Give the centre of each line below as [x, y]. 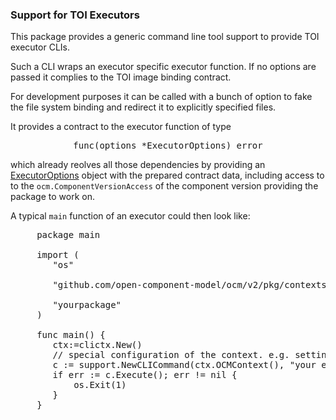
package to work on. [52, 197]
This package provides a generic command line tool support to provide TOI [165, 37]
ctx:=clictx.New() [97, 345]
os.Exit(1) [100, 385]
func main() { [71, 335]
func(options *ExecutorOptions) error [168, 146]
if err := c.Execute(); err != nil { [145, 375]
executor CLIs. [40, 47]
